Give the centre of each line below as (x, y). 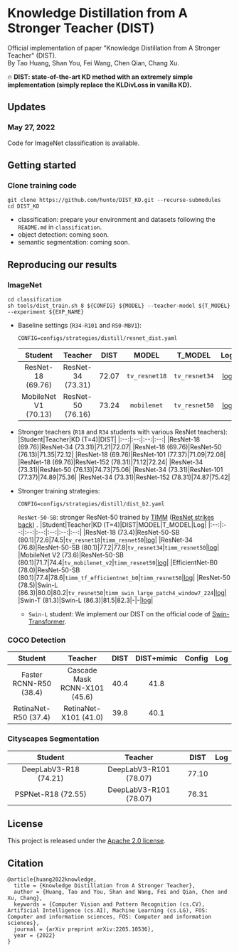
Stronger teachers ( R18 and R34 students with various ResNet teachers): (122, 432)
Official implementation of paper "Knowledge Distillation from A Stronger (114, 48)
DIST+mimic (156, 658)
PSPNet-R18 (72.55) (51, 794)
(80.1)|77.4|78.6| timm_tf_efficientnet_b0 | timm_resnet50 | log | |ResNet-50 (124, 578)
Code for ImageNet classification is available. (74, 143)
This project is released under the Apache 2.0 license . (86, 841)
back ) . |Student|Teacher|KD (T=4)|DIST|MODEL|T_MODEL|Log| (112, 525)
